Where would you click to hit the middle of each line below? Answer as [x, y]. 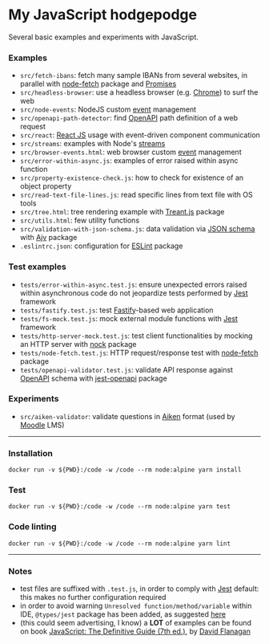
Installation [31, 453]
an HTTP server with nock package [78, 344]
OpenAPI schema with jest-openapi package [94, 378]
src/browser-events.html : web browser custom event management [130, 152]
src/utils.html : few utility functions [80, 220]
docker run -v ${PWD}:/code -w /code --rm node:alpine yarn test [119, 507]
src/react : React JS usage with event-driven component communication [140, 135]
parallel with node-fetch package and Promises [98, 84]
